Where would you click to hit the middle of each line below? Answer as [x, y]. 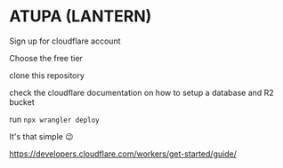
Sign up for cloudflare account [65, 41]
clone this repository [47, 75]
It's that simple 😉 [41, 136]
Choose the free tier [46, 58]
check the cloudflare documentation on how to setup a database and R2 [141, 92]
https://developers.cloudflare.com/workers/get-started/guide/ [123, 154]
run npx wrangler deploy [54, 119]
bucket [22, 102]
